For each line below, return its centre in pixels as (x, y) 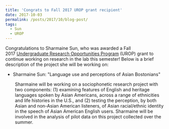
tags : (11, 24)
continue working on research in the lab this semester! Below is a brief (80, 59)
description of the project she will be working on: (57, 64)
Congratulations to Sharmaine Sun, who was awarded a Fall (68, 48)
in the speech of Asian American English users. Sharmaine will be (84, 111)
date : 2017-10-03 (24, 15)
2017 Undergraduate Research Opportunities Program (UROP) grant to (79, 54)
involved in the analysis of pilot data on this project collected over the (88, 117)
